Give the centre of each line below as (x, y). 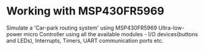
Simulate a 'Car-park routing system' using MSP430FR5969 (82, 28)
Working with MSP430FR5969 (86, 11)
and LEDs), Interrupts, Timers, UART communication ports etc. (85, 40)
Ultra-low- (171, 28)
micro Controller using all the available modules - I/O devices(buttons (111, 34)
